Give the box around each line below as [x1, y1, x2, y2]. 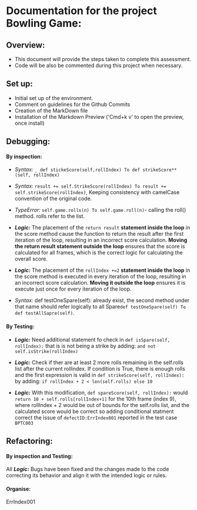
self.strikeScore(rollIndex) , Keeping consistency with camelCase [14, 189, 180, 196]
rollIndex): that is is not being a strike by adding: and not [14, 342, 156, 349]
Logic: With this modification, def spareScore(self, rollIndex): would [14, 389, 188, 396]
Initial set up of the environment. [14, 94, 94, 101]
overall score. [14, 255, 48, 262]
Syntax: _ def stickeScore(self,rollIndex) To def [14, 166, 140, 173]
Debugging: [6, 136, 51, 146]
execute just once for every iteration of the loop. [14, 285, 132, 292]
